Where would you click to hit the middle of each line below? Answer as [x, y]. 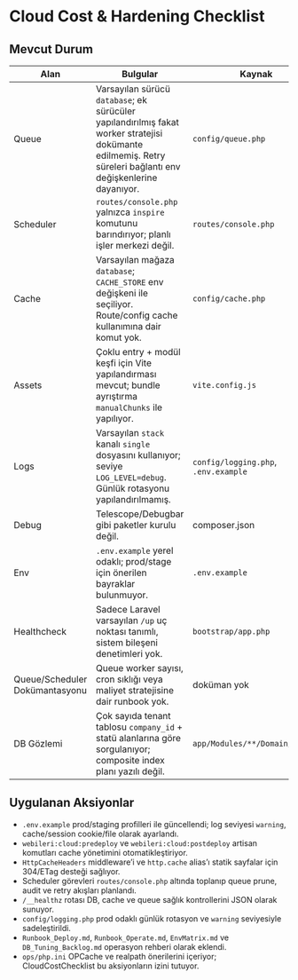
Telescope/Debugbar [140, 514]
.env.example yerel [135, 550]
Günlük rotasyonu [133, 488]
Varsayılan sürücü [133, 89]
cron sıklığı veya [129, 679]
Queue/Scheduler [51, 679]
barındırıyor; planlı [133, 234]
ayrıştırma [117, 396]
